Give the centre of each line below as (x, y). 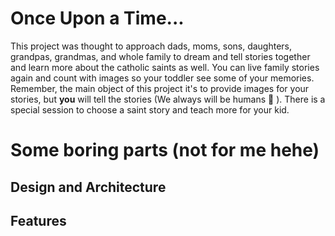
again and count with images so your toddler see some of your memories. (162, 78)
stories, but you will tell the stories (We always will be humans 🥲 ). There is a (168, 99)
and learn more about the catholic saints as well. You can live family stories (165, 67)
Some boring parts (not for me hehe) (165, 150)
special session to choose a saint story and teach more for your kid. (150, 109)
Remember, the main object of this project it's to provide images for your (160, 88)
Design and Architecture (88, 187)
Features (38, 220)
